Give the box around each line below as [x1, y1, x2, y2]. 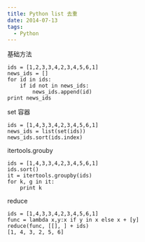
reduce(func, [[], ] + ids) [7, 222, 90, 230]
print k [20, 184, 42, 191]
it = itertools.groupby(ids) [7, 173, 92, 180]
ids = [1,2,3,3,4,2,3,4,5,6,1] [7, 64, 99, 71]
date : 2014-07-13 [7, 17, 58, 24]
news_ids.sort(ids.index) [7, 134, 83, 141]
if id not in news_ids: [20, 82, 90, 90]
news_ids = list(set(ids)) [7, 128, 86, 135]
